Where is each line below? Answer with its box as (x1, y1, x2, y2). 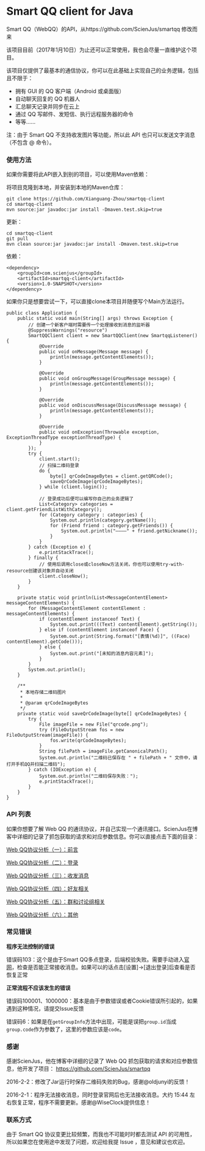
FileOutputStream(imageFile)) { (6, 732, 88, 739)
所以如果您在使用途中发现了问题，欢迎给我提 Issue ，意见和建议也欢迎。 (6, 1138, 189, 1145)
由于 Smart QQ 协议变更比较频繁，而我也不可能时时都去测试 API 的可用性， (6, 1131, 195, 1138)
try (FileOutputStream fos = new (38, 727, 124, 733)
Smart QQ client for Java (6, 4, 134, 18)
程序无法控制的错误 (6, 943, 55, 950)
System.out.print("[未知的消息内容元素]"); (49, 651, 154, 657)
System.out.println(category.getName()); (49, 517, 157, 523)
